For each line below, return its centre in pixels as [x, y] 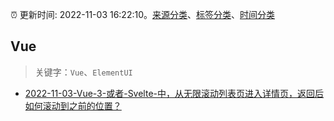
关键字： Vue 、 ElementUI [83, 72]
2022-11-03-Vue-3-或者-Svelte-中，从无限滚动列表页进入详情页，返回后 [174, 93]
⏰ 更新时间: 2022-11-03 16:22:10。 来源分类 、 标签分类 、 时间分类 [143, 14]
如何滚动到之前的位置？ [73, 105]
